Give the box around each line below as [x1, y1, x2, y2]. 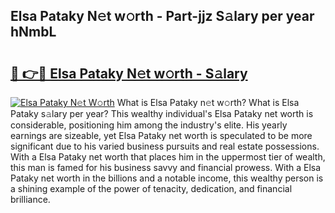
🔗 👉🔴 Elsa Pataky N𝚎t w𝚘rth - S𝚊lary [10, 65, 248, 82]
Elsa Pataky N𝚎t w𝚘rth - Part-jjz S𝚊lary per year [10, 8, 315, 25]
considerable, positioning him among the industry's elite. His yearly [10, 119, 288, 131]
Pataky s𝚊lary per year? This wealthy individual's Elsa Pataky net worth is [10, 108, 314, 119]
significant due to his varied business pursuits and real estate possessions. [10, 140, 320, 152]
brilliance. [10, 194, 51, 205]
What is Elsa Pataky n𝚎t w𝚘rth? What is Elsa [116, 97, 300, 108]
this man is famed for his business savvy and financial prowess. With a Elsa [10, 162, 322, 173]
